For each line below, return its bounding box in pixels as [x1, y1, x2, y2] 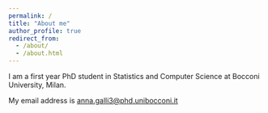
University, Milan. [8, 80, 66, 90]
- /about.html [15, 49, 63, 57]
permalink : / [8, 11, 53, 20]
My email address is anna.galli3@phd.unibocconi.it [8, 96, 178, 105]
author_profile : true [8, 27, 82, 35]
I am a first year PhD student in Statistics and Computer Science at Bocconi [8, 72, 261, 81]
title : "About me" [8, 19, 70, 27]
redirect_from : [8, 34, 60, 43]
